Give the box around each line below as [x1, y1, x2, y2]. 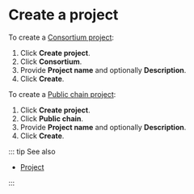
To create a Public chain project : [8, 89, 116, 99]
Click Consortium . [19, 57, 82, 66]
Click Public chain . [19, 113, 83, 123]
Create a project [8, 6, 119, 24]
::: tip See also [8, 146, 56, 156]
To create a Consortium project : [8, 32, 115, 42]
